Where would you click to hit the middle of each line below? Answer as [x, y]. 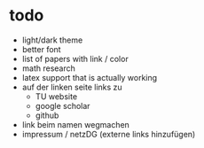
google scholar [63, 105]
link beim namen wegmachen [76, 124]
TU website [56, 96]
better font [41, 49]
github [47, 115]
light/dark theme [52, 40]
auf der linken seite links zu [72, 87]
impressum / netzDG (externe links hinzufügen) [109, 134]
